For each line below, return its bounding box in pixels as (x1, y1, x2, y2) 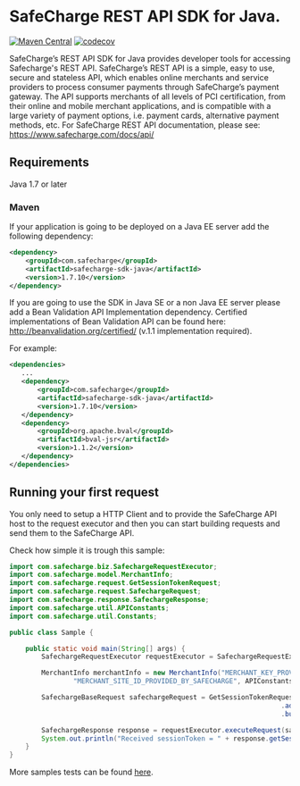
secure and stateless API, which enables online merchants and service (9, 71, 270, 82)
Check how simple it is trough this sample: (9, 545, 165, 556)
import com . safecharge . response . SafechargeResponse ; (9, 596, 210, 605)
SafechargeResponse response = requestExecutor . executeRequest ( (41, 725, 286, 734)
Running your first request (9, 485, 159, 500)
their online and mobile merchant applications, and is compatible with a (9, 100, 271, 111)
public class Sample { (9, 628, 94, 637)
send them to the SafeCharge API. (9, 527, 135, 538)
